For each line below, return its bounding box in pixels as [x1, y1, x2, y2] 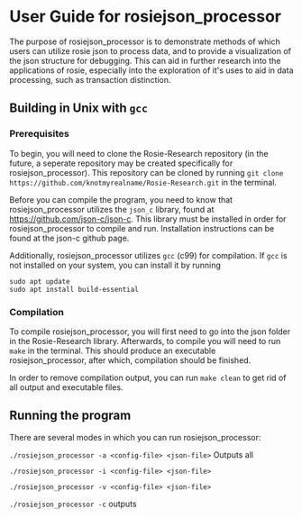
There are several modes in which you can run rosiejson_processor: [9, 432, 261, 442]
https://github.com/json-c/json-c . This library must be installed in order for [9, 214, 287, 224]
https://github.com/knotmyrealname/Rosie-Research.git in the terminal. [9, 177, 278, 187]
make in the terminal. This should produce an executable [9, 345, 216, 356]
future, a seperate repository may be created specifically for [9, 158, 233, 168]
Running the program [9, 408, 132, 423]
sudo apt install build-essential [9, 285, 140, 294]
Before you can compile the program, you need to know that [9, 194, 233, 204]
